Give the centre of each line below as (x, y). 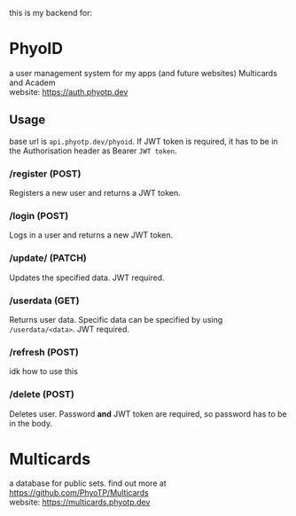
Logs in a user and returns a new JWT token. (91, 235)
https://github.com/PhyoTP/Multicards (79, 493)
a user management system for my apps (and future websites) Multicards (143, 73)
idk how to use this (43, 371)
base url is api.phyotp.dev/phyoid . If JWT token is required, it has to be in (144, 141)
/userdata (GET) (44, 301)
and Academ (32, 82)
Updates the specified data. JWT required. (87, 278)
